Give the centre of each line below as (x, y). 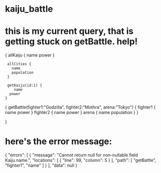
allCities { (19, 64)
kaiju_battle (29, 9)
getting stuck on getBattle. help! (71, 42)
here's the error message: (59, 142)
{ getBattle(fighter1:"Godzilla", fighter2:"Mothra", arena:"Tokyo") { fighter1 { (80, 107)
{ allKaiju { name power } (30, 55)
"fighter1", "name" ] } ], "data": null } (41, 165)
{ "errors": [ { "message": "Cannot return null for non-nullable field (72, 155)
